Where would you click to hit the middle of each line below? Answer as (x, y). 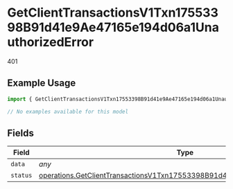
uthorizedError (51, 42)
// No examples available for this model (68, 111)
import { (20, 99)
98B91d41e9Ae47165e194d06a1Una (113, 27)
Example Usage (42, 83)
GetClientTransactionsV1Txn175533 (113, 13)
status (21, 175)
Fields (21, 133)
